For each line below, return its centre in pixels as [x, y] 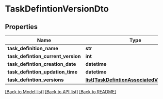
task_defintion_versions [36, 80]
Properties [21, 27]
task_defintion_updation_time [42, 72]
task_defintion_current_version [44, 56]
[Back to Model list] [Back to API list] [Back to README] [61, 92]
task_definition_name [33, 48]
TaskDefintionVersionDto [57, 9]
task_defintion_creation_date [42, 64]
